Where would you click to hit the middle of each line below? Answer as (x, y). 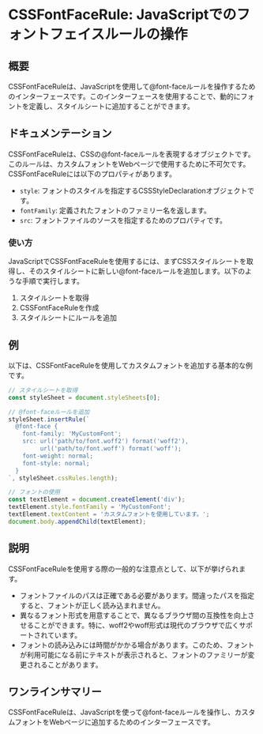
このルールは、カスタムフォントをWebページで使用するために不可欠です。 (129, 164)
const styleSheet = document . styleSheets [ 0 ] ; (84, 397)
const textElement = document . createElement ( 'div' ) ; (97, 500)
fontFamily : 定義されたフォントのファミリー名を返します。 (115, 210)
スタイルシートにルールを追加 (68, 318)
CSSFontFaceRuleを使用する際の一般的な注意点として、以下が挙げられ (124, 569)
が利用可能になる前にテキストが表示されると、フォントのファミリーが (133, 654)
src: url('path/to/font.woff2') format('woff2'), (106, 442)
